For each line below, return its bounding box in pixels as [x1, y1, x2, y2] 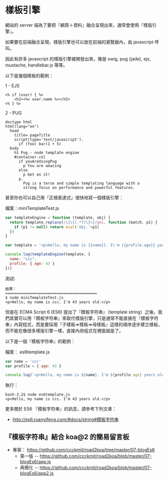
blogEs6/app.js [19, 458, 51, 465]
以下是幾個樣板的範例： [5, 72, 53, 78]
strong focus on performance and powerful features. [23, 185, 135, 190]
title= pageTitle [14, 132, 50, 137]
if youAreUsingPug [18, 158, 57, 164]
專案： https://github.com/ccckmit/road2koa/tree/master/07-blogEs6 [12, 447, 155, 453]
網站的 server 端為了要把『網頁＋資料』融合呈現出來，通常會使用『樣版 [5, 22, 152, 28]
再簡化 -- [19, 464, 39, 470]
